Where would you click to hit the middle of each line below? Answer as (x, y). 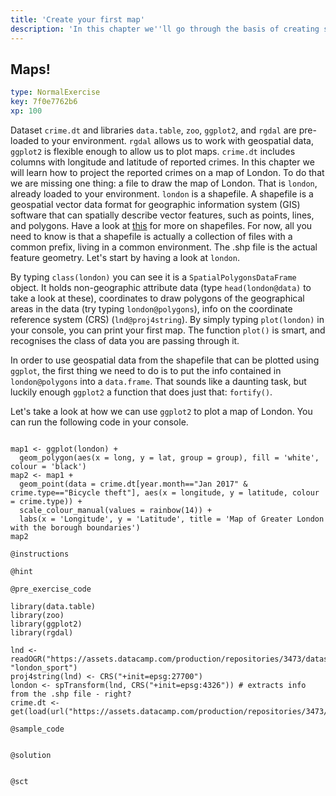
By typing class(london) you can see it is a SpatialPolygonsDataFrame (153, 277)
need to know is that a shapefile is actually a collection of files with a (151, 236)
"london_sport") (44, 667)
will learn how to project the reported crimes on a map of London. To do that (167, 172)
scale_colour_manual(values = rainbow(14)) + (116, 510)
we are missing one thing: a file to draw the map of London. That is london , (164, 183)
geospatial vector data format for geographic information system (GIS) (155, 204)
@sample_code (37, 729)
